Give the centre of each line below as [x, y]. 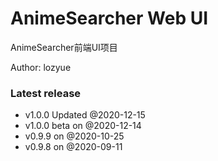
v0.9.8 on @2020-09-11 [73, 147]
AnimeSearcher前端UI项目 [64, 47]
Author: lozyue [41, 67]
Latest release [46, 93]
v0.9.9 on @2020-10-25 [74, 136]
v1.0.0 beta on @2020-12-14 [83, 126]
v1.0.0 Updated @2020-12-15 [85, 115]
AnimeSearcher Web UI [109, 18]
